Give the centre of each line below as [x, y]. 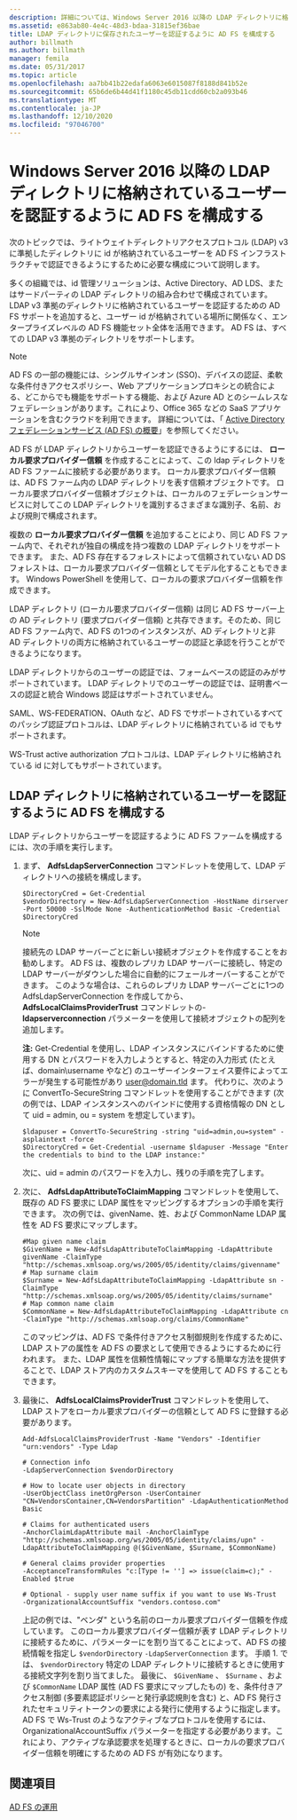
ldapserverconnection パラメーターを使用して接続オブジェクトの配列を [154, 1018]
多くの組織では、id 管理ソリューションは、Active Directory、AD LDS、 [139, 283]
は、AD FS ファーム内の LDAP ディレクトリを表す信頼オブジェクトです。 [142, 482]
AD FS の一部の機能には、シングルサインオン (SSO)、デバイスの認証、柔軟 [146, 375]
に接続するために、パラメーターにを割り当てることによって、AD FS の [150, 1642]
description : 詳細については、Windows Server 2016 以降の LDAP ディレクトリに [145, 17]
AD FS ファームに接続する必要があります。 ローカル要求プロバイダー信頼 [143, 471]
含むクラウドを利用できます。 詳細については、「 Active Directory [166, 419]
